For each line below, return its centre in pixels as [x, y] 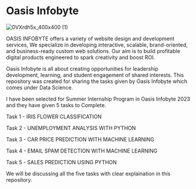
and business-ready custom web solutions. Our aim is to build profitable [93, 51]
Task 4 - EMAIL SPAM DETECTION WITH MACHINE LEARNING [82, 151]
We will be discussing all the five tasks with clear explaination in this [88, 173]
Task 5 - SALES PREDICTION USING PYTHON [62, 162]
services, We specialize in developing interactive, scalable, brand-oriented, [97, 45]
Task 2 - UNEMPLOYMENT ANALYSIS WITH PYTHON [71, 128]
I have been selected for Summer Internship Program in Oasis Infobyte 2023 [98, 99]
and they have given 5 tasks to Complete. [56, 105]
